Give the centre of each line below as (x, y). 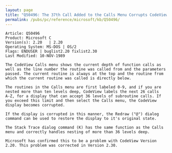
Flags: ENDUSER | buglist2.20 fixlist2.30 (51, 52)
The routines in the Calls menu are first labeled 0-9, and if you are (83, 88)
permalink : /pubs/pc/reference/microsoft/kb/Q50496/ (63, 19)
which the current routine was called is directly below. (68, 78)
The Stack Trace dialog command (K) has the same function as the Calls (84, 128)
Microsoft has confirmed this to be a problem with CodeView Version (81, 141)
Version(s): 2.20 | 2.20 (34, 42)
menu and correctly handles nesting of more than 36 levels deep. (78, 132)
